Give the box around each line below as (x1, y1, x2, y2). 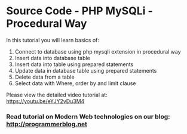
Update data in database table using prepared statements (14, 67, 157, 74)
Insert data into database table (14, 54, 91, 61)
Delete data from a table (14, 73, 75, 80)
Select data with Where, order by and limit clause (14, 79, 136, 87)
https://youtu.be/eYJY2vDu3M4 (6, 97, 85, 105)
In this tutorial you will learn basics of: (6, 36, 100, 43)
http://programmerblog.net (6, 120, 88, 128)
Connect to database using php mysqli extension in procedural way (14, 48, 181, 55)
